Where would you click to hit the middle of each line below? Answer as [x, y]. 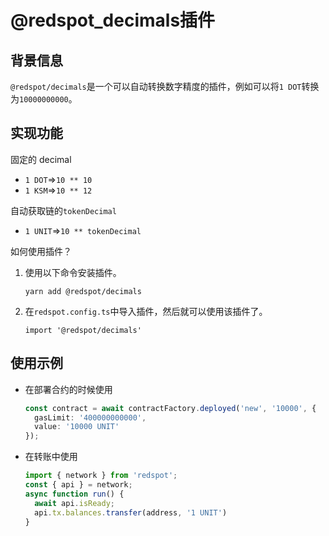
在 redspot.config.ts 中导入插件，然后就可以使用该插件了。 [146, 311]
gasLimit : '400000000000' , [90, 417]
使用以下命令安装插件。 [73, 272]
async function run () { [74, 494]
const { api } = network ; [78, 485]
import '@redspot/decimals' [83, 330]
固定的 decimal [41, 159]
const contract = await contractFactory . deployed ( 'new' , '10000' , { [170, 408]
